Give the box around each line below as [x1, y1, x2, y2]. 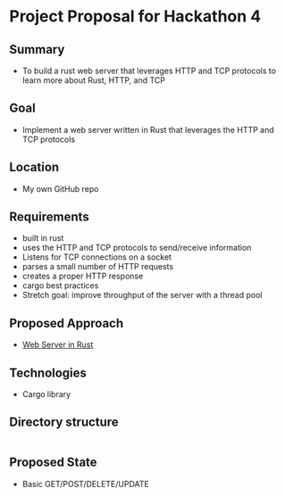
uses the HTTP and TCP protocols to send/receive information [21, 243, 252, 253]
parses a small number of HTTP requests [21, 261, 174, 272]
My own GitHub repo [21, 183, 99, 194]
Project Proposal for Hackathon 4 [9, 6, 262, 27]
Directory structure [9, 415, 119, 430]
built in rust [21, 233, 64, 244]
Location [9, 160, 60, 175]
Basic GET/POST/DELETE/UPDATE [21, 478, 149, 489]
